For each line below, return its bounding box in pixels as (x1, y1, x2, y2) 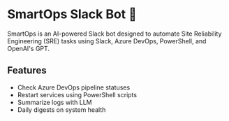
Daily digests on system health (17, 105, 106, 114)
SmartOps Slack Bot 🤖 (7, 6, 138, 22)
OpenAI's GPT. (7, 44, 50, 52)
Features (7, 64, 47, 76)
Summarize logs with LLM (17, 98, 92, 106)
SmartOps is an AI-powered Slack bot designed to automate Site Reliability (7, 29, 222, 38)
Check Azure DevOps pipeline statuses (17, 83, 131, 92)
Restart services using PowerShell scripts (17, 90, 138, 99)
